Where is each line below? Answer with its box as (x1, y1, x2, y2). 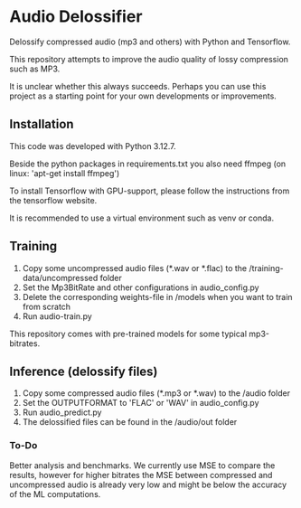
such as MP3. (9, 63, 61, 74)
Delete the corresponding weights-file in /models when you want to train (22, 291, 293, 302)
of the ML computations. (9, 488, 101, 499)
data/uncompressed (22, 272, 99, 283)
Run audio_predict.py (22, 407, 102, 418)
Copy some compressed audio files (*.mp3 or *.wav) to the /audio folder (22, 388, 291, 399)
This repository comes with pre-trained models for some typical (9, 328, 247, 339)
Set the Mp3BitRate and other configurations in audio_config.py (22, 282, 259, 293)
